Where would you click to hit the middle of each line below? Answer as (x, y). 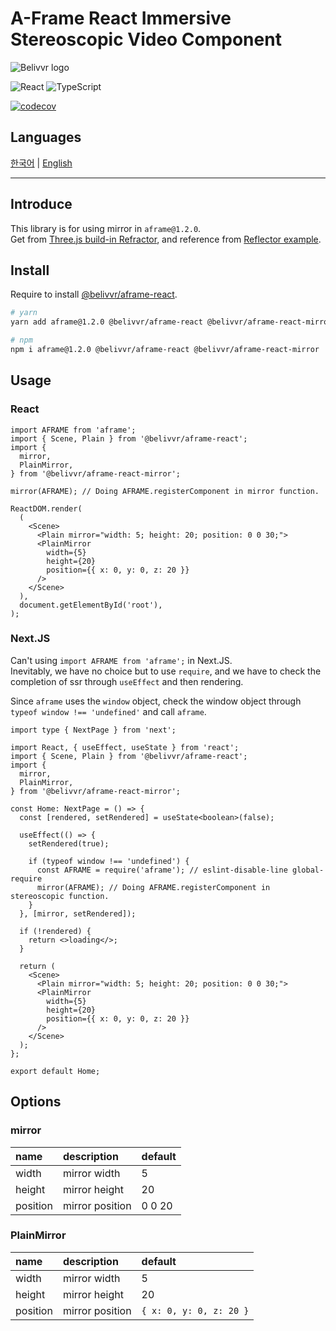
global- (308, 870)
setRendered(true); (69, 843)
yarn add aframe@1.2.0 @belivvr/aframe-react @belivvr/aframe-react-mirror (171, 322)
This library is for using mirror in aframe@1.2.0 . (106, 228)
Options (36, 1102)
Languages (46, 137)
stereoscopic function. (60, 896)
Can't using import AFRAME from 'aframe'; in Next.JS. (121, 660)
